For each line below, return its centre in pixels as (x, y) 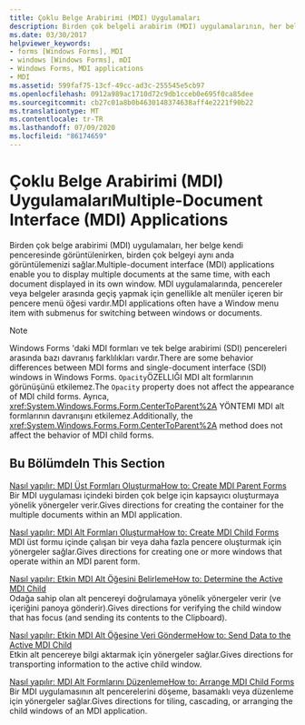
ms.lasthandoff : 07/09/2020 (63, 128)
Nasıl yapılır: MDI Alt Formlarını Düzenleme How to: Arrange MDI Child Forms (152, 681)
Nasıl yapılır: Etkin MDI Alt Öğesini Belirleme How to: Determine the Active (146, 579)
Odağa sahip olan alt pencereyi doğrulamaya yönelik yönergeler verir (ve (145, 598)
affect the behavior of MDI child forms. (82, 435)
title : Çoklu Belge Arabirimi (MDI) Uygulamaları (105, 18)
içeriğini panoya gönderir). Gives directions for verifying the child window (146, 608)
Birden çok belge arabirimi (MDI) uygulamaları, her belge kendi (126, 245)
